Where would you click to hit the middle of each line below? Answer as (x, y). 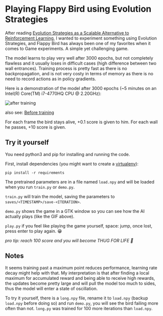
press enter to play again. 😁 (34, 231)
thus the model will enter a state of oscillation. (51, 288)
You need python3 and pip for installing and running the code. (68, 154)
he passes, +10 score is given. (35, 127)
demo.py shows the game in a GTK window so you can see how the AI (75, 211)
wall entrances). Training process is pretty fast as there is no (66, 68)
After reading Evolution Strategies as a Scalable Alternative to (67, 33)
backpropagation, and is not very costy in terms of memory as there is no (79, 73)
